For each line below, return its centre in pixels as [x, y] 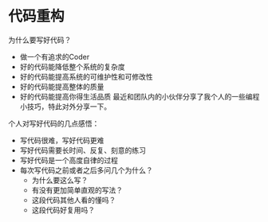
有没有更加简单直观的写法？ [77, 190]
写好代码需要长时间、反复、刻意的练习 [83, 150]
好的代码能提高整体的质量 [62, 86]
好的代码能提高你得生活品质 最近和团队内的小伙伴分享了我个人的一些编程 [140, 96]
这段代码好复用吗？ [63, 210]
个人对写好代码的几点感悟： [54, 123]
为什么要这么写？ [60, 180]
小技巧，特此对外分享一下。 [65, 106]
